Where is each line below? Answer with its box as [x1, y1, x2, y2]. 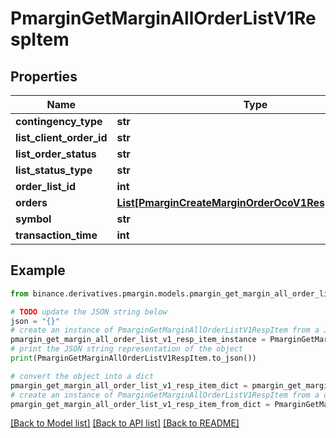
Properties [10, 68, 78, 85]
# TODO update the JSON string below [10, 307, 168, 317]
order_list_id [15, 180, 77, 193]
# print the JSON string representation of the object [10, 344, 244, 354]
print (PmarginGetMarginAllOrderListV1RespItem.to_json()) [10, 353, 257, 364]
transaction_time [15, 228, 98, 242]
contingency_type [15, 115, 103, 128]
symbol [15, 212, 52, 226]
